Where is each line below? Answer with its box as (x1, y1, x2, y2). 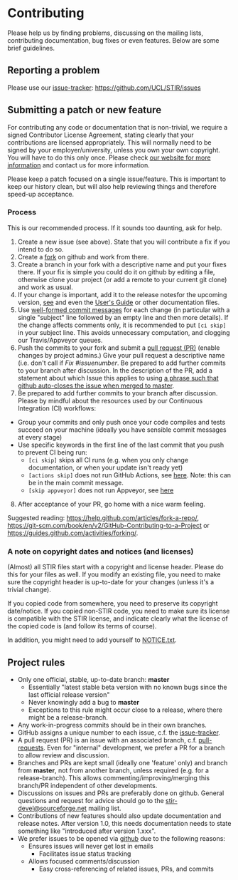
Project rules (7, 656, 65, 668)
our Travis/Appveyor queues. (17, 336, 103, 344)
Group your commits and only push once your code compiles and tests (17, 418, 226, 426)
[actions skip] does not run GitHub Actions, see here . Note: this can (28, 470, 232, 479)
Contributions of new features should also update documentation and (17, 811, 222, 820)
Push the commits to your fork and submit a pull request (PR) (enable (17, 343, 220, 352)
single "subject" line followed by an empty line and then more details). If (17, 313, 229, 321)
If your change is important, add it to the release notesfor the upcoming (17, 290, 227, 299)
